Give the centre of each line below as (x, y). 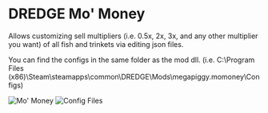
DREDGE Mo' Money (77, 14)
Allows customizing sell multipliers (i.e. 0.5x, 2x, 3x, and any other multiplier (133, 36)
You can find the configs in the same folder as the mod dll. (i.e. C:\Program (132, 60)
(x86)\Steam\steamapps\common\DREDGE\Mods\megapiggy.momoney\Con (134, 76)
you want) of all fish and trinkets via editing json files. (96, 44)
